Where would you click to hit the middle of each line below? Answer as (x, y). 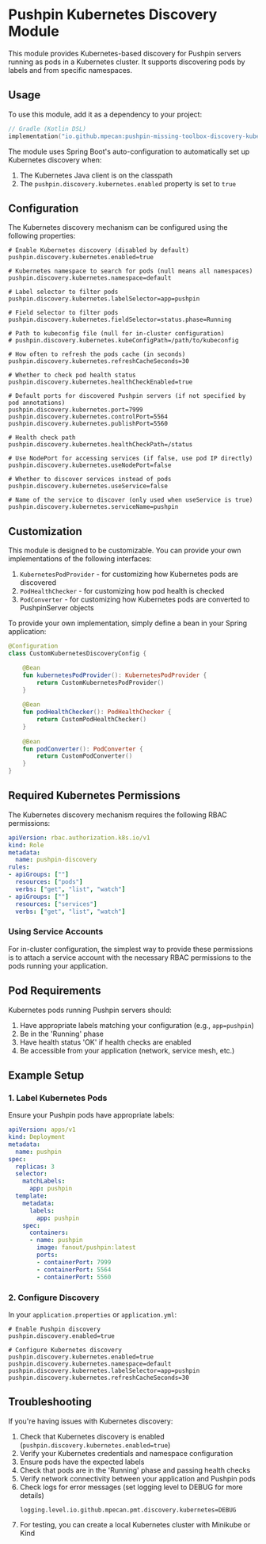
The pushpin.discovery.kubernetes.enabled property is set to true (127, 183)
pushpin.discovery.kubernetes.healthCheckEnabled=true (101, 382)
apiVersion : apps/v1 (42, 1130)
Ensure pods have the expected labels (82, 1462)
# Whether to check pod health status (72, 375)
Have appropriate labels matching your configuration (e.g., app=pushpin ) (137, 1025)
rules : (19, 867)
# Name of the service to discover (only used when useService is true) (131, 500)
